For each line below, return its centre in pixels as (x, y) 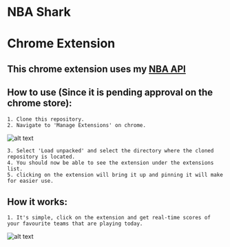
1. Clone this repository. (46, 119)
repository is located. (41, 157)
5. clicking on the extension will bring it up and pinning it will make (115, 175)
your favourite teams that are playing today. (75, 224)
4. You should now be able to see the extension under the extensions (111, 163)
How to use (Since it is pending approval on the (110, 93)
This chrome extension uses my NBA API (96, 69)
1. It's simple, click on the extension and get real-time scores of (109, 218)
